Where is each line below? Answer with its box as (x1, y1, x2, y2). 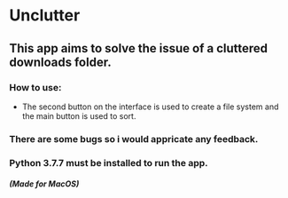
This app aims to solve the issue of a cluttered (9, 41, 269, 56)
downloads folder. (9, 54, 113, 69)
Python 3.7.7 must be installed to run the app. (9, 156, 208, 169)
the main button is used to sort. (21, 110, 136, 121)
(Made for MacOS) (9, 178, 80, 189)
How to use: (9, 81, 62, 93)
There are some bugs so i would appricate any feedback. (9, 132, 259, 145)
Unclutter (9, 5, 81, 26)
